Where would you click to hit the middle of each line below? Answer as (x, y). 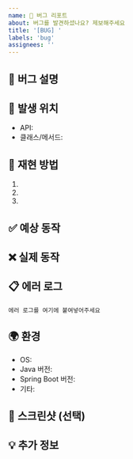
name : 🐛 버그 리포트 (38, 15)
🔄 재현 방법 (34, 164)
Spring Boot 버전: (47, 379)
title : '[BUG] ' (35, 30)
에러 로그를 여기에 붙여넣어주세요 (54, 310)
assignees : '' (32, 45)
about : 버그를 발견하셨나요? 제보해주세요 (66, 23)
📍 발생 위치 (34, 108)
